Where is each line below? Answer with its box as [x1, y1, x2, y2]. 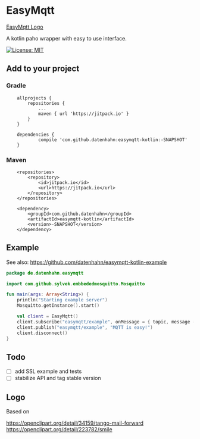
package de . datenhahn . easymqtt [6, 270, 84, 276]
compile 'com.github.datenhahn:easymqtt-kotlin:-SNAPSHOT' [37, 136, 187, 143]
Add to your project [6, 64, 80, 74]
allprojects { [17, 95, 52, 101]
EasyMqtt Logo [6, 23, 43, 30]
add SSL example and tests [14, 368, 82, 375]
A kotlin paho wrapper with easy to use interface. [6, 35, 127, 42]
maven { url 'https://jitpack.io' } [37, 111, 129, 117]
